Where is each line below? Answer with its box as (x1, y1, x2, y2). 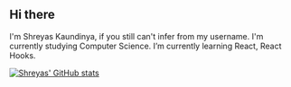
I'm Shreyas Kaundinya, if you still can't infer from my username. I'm (9, 30, 264, 41)
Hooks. (9, 49, 36, 61)
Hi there (9, 7, 56, 22)
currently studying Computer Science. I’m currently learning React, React (9, 40, 282, 51)
